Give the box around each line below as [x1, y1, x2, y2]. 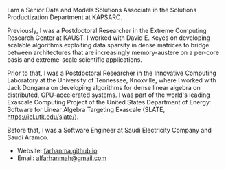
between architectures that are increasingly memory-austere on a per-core [7, 48, 220, 56]
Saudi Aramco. [7, 133, 49, 142]
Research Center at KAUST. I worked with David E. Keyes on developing [7, 34, 211, 42]
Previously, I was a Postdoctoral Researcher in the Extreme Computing [7, 27, 207, 34]
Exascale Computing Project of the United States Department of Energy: [7, 98, 212, 106]
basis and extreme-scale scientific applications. [7, 56, 143, 64]
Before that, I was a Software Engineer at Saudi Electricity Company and [7, 126, 212, 134]
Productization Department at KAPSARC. [7, 13, 122, 21]
